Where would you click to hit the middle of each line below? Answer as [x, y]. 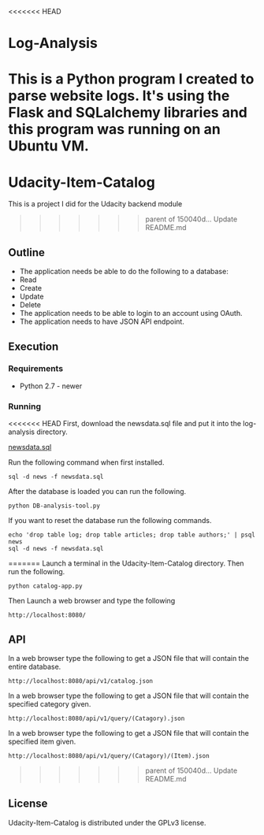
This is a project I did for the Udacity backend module [95, 204]
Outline [26, 252]
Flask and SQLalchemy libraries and [128, 113]
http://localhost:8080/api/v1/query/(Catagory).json [97, 718]
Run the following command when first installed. [86, 462]
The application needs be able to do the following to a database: [124, 272]
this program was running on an [114, 130]
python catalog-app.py [45, 586]
